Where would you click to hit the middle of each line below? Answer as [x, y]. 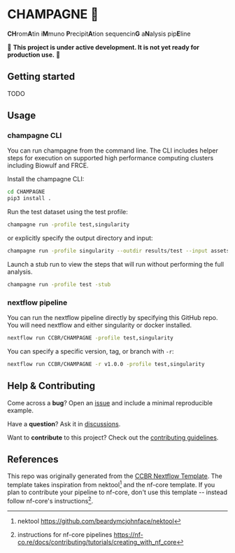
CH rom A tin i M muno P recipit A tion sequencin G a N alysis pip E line [99, 34]
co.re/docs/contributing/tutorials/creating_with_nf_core [97, 542]
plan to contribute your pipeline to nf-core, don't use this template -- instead [117, 492]
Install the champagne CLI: [46, 179]
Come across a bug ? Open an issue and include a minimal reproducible [110, 402]
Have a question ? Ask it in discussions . [64, 423]
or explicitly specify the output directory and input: [80, 238]
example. [20, 410]
